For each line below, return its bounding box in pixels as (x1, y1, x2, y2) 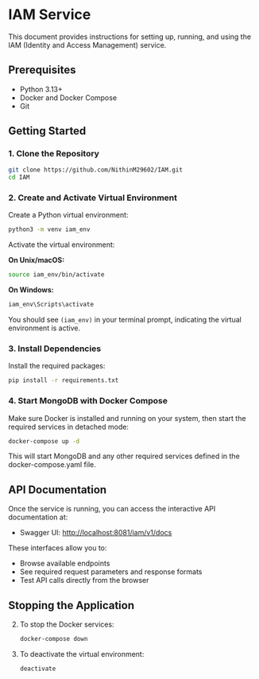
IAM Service (8, 6, 91, 24)
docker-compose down (19, 635, 88, 643)
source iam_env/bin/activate (8, 271, 105, 279)
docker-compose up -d (8, 437, 80, 446)
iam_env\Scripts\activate (8, 300, 94, 309)
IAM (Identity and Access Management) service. (8, 40, 167, 49)
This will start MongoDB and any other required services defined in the (8, 451, 240, 461)
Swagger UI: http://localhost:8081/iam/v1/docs (19, 528, 172, 538)
